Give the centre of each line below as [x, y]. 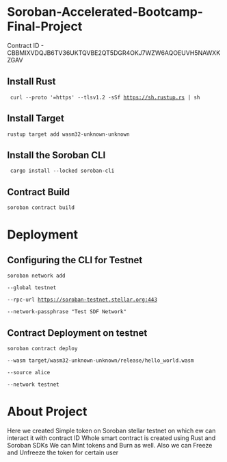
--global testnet [32, 288]
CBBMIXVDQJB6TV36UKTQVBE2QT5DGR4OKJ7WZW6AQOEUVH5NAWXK [114, 53]
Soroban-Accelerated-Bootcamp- [105, 12]
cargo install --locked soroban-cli [62, 171]
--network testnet [33, 385]
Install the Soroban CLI [56, 155]
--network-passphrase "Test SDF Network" [67, 312]
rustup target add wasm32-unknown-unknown [68, 134]
